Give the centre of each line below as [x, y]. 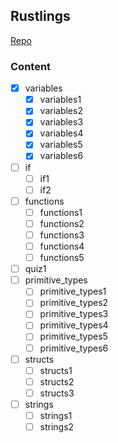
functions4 [62, 246]
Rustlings [40, 16]
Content [31, 66]
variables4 [61, 133]
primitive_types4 [74, 325]
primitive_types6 [74, 348]
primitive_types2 [74, 303]
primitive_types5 [73, 336]
